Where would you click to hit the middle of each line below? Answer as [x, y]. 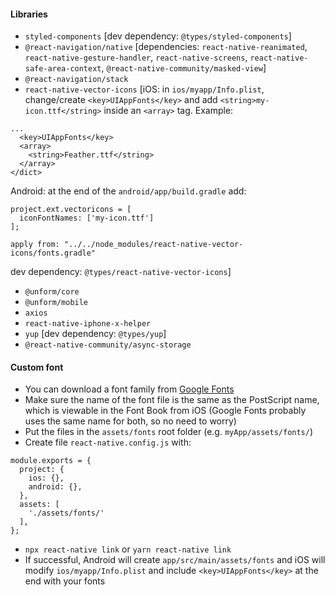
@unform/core [52, 292]
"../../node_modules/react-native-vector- [153, 245]
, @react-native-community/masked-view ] [184, 68]
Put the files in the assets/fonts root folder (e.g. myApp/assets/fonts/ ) [169, 432]
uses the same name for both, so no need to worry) [130, 421]
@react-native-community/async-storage [108, 345]
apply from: [35, 245]
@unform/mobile [56, 303]
